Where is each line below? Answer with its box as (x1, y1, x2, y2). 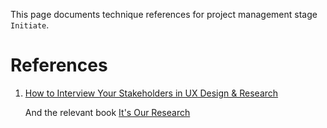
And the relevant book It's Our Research (24, 106, 191, 118)
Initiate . (10, 19, 50, 31)
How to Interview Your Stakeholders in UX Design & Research (24, 87, 279, 99)
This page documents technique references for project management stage (10, 9, 318, 20)
